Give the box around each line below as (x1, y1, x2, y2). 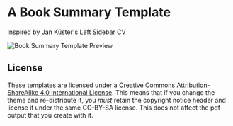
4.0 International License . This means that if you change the (40, 88, 215, 96)
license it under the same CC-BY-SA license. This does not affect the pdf (7, 103, 221, 112)
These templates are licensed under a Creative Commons (7, 81, 176, 89)
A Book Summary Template (7, 4, 171, 21)
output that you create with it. (7, 110, 93, 119)
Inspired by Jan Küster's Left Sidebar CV (7, 28, 126, 36)
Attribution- (176, 81, 210, 89)
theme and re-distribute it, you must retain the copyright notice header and (7, 96, 227, 104)
